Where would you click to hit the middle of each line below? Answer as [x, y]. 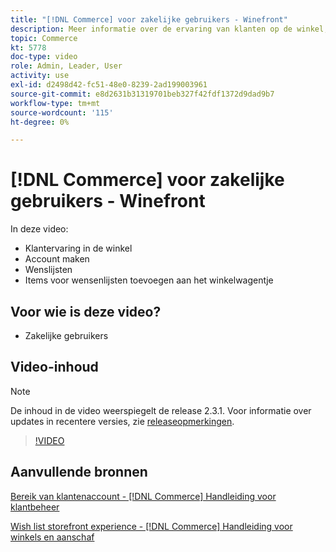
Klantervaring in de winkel [78, 248]
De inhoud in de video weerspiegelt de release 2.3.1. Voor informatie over [161, 410]
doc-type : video [44, 57]
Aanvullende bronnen [79, 472]
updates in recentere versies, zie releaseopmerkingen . [122, 421]
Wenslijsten [48, 270]
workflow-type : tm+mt [55, 103]
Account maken [57, 259]
